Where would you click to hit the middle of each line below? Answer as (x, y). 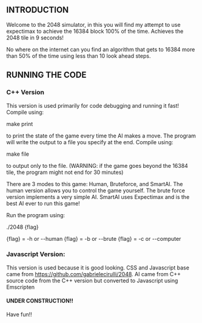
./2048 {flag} (23, 227)
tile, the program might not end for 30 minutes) (65, 172)
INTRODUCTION (38, 10)
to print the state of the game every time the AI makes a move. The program (101, 136)
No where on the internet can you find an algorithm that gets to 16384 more (101, 49)
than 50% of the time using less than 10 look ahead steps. (79, 56)
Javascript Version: (36, 254)
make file (18, 154)
